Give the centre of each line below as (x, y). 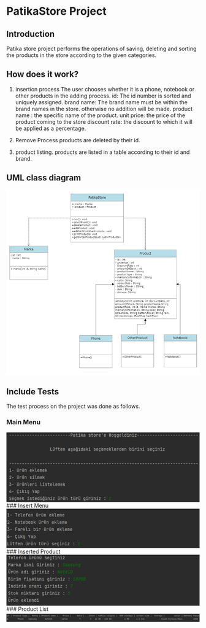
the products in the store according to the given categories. (82, 55)
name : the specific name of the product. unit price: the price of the (100, 115)
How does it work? (43, 75)
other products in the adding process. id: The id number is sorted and (103, 96)
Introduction (31, 34)
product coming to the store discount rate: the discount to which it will (104, 121)
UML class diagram (44, 178)
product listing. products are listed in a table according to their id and (102, 152)
